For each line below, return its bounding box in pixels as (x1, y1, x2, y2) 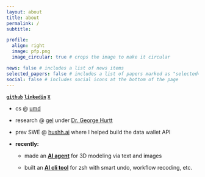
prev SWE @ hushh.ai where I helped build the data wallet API (15, 129, 171, 136)
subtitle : (6, 26, 32, 32)
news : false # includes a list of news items (6, 65, 124, 71)
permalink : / (6, 20, 40, 26)
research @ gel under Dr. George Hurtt (15, 117, 113, 124)
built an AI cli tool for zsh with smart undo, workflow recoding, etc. (24, 164, 193, 172)
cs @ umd (15, 105, 41, 112)
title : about (6, 15, 40, 21)
